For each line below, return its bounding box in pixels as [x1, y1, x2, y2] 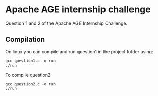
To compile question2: [5, 72, 52, 78]
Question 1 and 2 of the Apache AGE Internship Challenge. [5, 20, 128, 26]
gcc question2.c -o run [5, 81, 56, 87]
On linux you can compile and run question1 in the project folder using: [5, 48, 153, 54]
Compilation [5, 35, 45, 44]
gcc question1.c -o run [5, 58, 56, 63]
